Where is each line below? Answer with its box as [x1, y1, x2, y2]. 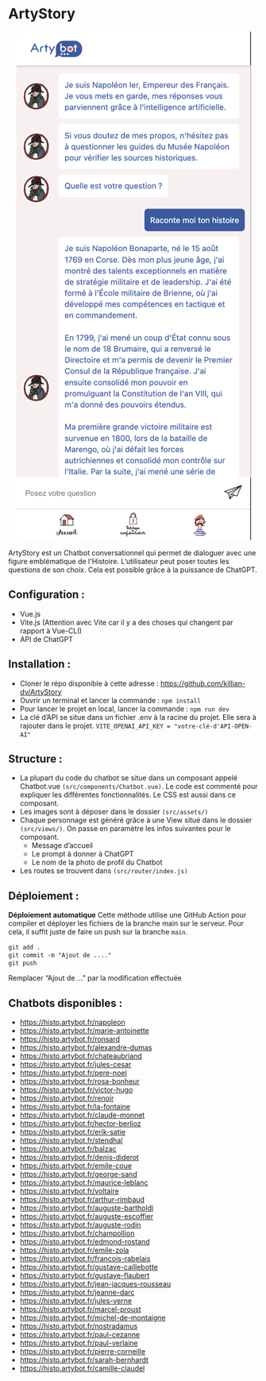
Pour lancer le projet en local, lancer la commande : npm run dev [19, 704, 230, 714]
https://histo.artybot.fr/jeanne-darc [19, 1288, 135, 1297]
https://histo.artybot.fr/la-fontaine [19, 1102, 131, 1111]
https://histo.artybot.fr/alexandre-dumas [19, 1043, 152, 1052]
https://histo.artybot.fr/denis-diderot [19, 1153, 139, 1162]
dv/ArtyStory [19, 687, 62, 696]
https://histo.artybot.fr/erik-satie [19, 1128, 125, 1136]
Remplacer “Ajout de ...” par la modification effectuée [8, 973, 183, 983]
